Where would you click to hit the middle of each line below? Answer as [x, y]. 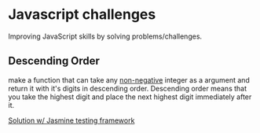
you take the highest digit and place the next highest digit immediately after [130, 97]
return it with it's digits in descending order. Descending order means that [128, 88]
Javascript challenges [82, 15]
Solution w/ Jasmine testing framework [71, 120]
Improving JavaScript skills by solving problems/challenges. [105, 36]
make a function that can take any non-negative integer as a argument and [129, 79]
